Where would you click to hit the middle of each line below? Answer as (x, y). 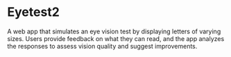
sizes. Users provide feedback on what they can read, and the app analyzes (116, 38)
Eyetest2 (34, 12)
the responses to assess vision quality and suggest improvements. (102, 46)
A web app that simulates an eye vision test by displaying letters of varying (114, 31)
